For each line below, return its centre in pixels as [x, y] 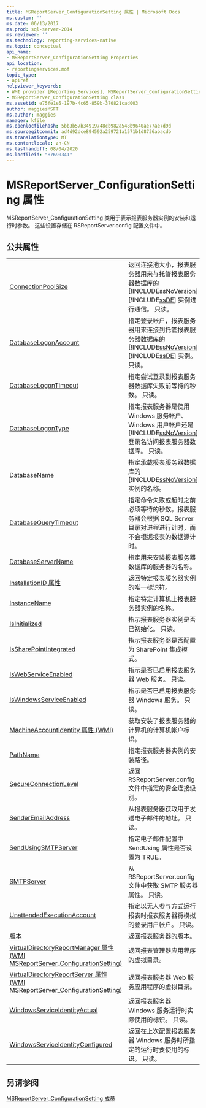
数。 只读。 [144, 395]
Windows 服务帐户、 [158, 416]
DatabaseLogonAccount [44, 343]
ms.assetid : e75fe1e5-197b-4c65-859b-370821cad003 [72, 103]
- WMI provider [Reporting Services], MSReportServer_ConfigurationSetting [105, 92]
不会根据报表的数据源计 [162, 537]
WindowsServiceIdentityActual [54, 1011]
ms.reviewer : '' [27, 35]
